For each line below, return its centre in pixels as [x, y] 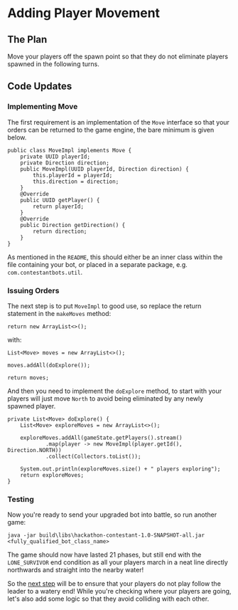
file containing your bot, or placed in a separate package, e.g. [98, 264]
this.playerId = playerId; [73, 175]
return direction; [60, 231]
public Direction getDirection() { [73, 225]
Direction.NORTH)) [34, 450]
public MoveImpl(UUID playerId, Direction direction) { [105, 169]
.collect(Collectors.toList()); [93, 456]
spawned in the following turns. [53, 64]
